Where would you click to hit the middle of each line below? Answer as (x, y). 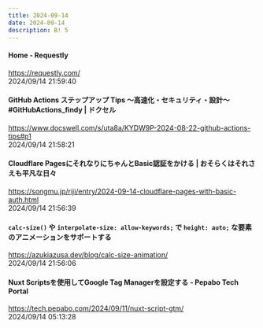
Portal (19, 291)
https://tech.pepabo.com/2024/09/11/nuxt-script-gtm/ (96, 308)
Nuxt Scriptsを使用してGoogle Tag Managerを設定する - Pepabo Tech (123, 282)
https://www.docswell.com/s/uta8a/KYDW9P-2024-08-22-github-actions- (130, 127)
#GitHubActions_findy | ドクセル (62, 110)
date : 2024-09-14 (37, 23)
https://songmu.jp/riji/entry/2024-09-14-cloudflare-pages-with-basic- (122, 191)
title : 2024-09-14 (38, 15)
